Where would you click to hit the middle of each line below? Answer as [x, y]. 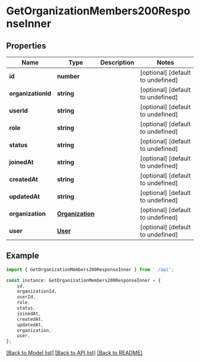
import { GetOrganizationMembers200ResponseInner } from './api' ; [90, 269]
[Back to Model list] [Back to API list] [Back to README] [74, 353]
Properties [26, 46]
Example [23, 256]
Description [117, 62]
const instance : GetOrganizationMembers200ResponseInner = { [84, 280]
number [68, 76]
